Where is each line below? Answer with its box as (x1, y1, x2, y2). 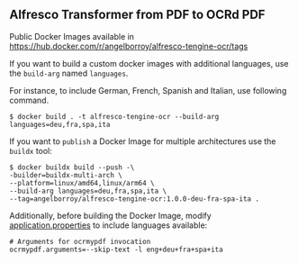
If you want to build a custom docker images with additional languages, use (9, 58, 289, 68)
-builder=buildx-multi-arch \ (9, 170, 123, 179)
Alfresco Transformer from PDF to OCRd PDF (9, 7, 266, 23)
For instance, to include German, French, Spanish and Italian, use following (9, 85, 287, 95)
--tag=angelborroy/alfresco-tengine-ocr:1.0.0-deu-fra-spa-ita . (9, 194, 259, 204)
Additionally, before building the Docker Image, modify (9, 210, 212, 221)
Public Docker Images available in (9, 31, 135, 41)
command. (9, 95, 50, 105)
